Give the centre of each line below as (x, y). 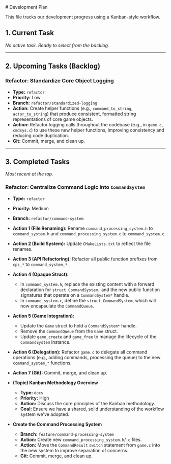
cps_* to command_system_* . (40, 264)
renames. (22, 249)
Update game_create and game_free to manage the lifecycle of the (88, 337)
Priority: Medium (31, 208)
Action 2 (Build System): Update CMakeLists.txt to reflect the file (82, 244)
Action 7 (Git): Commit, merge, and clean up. (60, 372)
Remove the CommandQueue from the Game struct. (69, 331)
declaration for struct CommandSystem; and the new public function (90, 290)
